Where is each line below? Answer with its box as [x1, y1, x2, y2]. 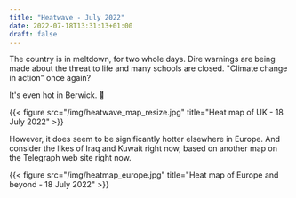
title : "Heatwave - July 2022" [9, 12, 125, 22]
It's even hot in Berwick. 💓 [9, 90, 105, 100]
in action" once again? [9, 73, 92, 83]
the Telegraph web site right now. [9, 153, 132, 163]
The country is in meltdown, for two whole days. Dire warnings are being [9, 54, 276, 65]
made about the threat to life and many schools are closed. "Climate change [9, 63, 288, 74]
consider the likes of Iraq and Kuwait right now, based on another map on [9, 143, 278, 154]
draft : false [9, 29, 58, 38]
